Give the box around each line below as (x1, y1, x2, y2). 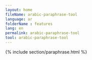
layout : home (5, 7, 33, 12)
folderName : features (5, 21, 53, 26)
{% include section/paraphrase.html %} (5, 48, 87, 55)
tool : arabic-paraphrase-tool (5, 35, 69, 40)
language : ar (5, 16, 33, 21)
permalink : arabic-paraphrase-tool (5, 30, 80, 35)
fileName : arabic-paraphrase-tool (5, 12, 78, 17)
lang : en (5, 26, 24, 31)
